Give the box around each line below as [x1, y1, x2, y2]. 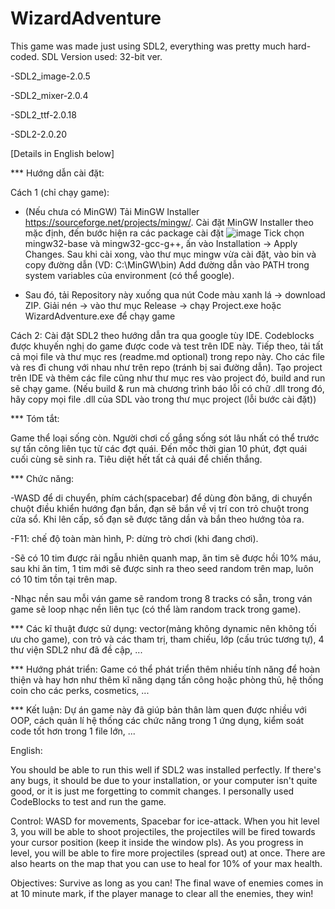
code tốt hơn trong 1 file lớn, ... [10, 725, 136, 737]
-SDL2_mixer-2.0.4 [10, 89, 89, 101]
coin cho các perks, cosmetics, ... [10, 684, 150, 696]
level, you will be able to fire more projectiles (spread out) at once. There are [10, 847, 326, 859]
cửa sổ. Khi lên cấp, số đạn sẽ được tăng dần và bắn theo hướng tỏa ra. [10, 513, 305, 525]
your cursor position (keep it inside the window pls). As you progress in [10, 836, 304, 848]
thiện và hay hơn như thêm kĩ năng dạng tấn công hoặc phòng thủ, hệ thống [10, 673, 324, 686]
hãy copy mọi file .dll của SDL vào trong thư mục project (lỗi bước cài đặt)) [10, 393, 317, 405]
